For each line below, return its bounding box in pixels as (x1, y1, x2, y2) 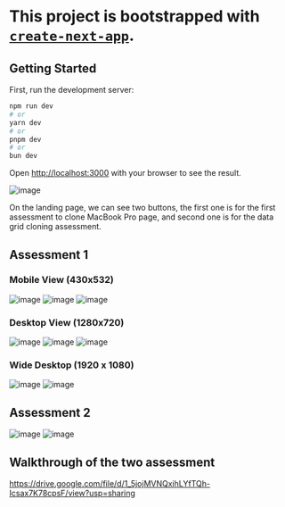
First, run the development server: (9, 85, 134, 95)
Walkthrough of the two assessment (9, 454, 216, 470)
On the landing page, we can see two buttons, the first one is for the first (9, 203, 276, 213)
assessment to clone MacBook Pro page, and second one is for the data (9, 212, 274, 222)
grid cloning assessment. (9, 221, 102, 232)
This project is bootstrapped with (9, 6, 260, 27)
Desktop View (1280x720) (9, 316, 125, 328)
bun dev (9, 152, 38, 161)
